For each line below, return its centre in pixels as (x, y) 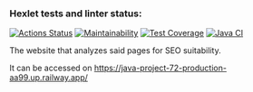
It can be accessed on (51, 68)
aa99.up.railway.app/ (49, 78)
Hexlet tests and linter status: (76, 14)
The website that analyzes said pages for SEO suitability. (115, 51)
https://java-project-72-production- (160, 68)
